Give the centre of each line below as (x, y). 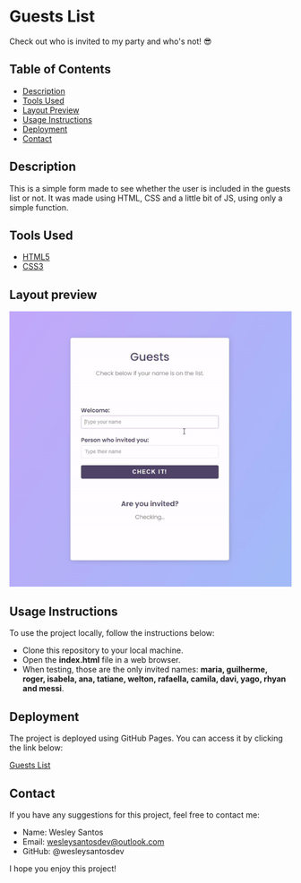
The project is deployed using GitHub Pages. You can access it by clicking (146, 738)
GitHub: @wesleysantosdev (73, 852)
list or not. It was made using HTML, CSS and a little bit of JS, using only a (146, 198)
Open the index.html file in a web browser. (101, 660)
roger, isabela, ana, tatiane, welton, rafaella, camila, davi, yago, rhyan (154, 679)
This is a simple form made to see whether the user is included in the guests (150, 188)
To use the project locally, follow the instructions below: (112, 633)
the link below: (36, 748)
